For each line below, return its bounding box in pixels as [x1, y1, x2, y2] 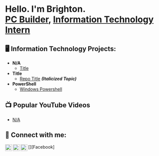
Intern [5, 25, 31, 35]
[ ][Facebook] [28, 144, 55, 150]
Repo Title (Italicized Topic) [19, 76, 77, 82]
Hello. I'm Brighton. [5, 3, 86, 15]
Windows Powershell [19, 86, 63, 92]
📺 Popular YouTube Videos [5, 101, 90, 109]
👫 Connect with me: [5, 131, 66, 139]
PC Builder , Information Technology [5, 14, 154, 25]
